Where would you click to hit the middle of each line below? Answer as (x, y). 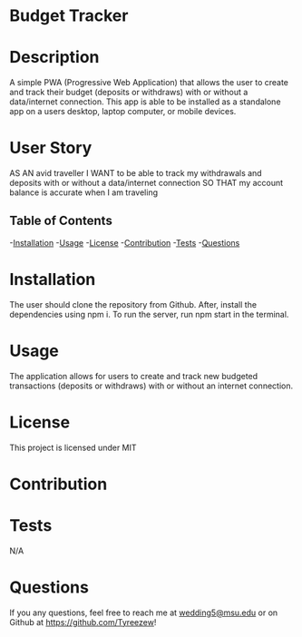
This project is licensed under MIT (73, 447)
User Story (51, 148)
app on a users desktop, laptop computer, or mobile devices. (123, 112)
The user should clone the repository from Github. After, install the (133, 304)
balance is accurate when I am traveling (84, 192)
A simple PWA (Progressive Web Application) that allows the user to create (149, 83)
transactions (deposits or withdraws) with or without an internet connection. (151, 386)
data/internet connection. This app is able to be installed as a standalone (145, 102)
